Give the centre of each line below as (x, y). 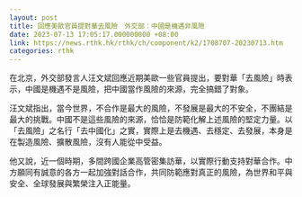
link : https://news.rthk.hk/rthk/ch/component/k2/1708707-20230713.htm (146, 43)
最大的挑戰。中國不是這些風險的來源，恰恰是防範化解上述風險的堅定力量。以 (151, 120)
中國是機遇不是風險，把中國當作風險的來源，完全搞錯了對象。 (139, 89)
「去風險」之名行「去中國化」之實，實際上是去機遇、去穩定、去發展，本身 (147, 130)
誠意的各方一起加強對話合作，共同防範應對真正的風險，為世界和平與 (166, 173)
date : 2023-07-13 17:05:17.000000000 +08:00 (94, 34)
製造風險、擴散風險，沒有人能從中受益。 (92, 142)
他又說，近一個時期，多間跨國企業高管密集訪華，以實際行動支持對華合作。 (147, 161)
